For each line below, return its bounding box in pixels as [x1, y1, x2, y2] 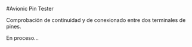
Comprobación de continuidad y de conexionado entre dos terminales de [6, 17, 186, 23]
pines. [6, 23, 21, 30]
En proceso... [6, 35, 39, 41]
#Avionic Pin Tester [6, 5, 54, 12]
